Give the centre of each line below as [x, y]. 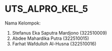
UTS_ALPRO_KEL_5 [47, 9]
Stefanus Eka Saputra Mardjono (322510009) [60, 33]
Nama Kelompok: [23, 23]
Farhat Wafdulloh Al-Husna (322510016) [54, 43]
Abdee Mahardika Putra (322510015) [51, 38]
